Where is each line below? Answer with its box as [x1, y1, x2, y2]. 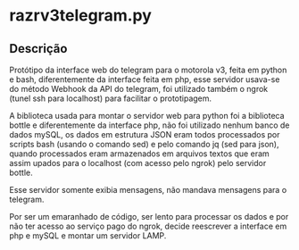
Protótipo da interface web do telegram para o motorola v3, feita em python [9, 64, 287, 75]
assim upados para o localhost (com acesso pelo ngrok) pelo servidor [9, 158, 267, 168]
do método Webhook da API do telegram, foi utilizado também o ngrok [9, 84, 269, 94]
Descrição [9, 41, 68, 56]
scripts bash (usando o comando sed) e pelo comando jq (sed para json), [9, 139, 279, 149]
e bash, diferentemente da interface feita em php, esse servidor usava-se [9, 74, 280, 85]
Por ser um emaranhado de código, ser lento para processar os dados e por [9, 212, 289, 221]
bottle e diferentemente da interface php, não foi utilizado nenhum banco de [9, 120, 290, 130]
